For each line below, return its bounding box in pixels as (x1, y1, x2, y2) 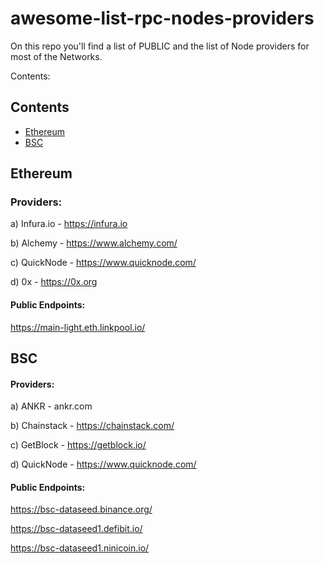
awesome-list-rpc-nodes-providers (10, 7, 315, 30)
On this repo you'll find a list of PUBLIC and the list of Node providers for (10, 40, 310, 52)
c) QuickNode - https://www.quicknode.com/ (10, 257, 197, 269)
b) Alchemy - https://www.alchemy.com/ (10, 237, 178, 249)
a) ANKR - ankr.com (10, 400, 93, 412)
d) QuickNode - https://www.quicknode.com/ (10, 458, 197, 471)
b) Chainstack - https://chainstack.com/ (10, 420, 175, 432)
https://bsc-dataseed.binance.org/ (10, 503, 153, 516)
